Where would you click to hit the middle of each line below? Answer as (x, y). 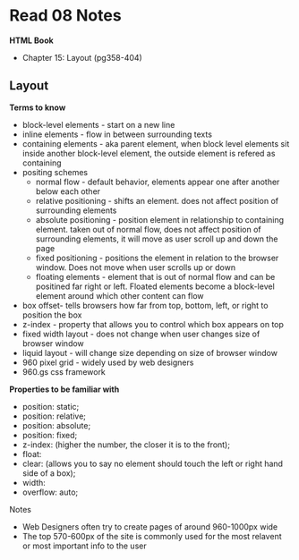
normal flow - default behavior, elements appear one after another (158, 182)
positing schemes (55, 172)
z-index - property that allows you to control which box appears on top (153, 324)
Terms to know (38, 107)
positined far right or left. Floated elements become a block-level (155, 286)
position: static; (51, 406)
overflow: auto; (50, 492)
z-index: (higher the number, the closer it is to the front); (126, 445)
